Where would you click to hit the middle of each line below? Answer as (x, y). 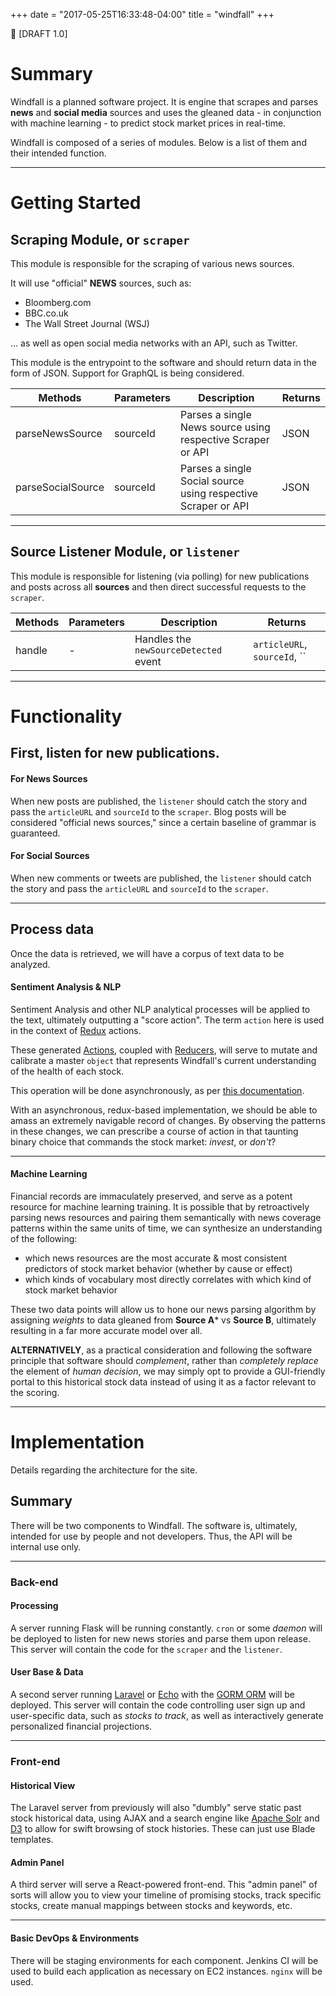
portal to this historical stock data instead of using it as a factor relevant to (163, 1381)
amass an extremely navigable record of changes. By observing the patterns (168, 1120)
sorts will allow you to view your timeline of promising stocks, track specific (166, 1895)
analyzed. (30, 964)
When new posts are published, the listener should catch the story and (158, 801)
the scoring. (35, 1392)
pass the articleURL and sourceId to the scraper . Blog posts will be (148, 811)
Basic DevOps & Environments (75, 1938)
